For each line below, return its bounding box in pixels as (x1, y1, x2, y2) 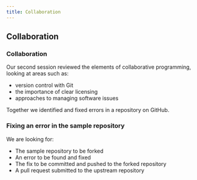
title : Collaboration (6, 9, 61, 15)
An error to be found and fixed (15, 153, 91, 161)
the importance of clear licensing (15, 88, 98, 95)
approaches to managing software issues (15, 95, 119, 102)
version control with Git (15, 81, 74, 89)
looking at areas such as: (6, 70, 68, 77)
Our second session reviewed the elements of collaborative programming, (6, 63, 192, 71)
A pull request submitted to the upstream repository (15, 167, 144, 174)
